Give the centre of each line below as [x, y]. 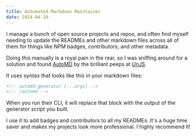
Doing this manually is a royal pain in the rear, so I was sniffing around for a [97, 58]
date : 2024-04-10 [27, 17]
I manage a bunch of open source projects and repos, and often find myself [97, 34]
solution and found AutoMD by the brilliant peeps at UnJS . [76, 64]
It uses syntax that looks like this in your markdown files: [74, 75]
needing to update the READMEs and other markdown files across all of [92, 40]
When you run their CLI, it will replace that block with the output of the [91, 103]
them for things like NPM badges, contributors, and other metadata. [88, 46]
